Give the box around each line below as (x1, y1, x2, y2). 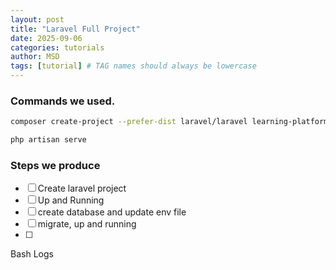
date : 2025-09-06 (10, 33, 83, 43)
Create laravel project (37, 182, 127, 195)
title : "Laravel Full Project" (10, 24, 141, 34)
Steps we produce (10, 158, 101, 172)
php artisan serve (10, 135, 87, 145)
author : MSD (10, 52, 60, 62)
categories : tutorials (10, 42, 105, 53)
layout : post (10, 14, 65, 25)
